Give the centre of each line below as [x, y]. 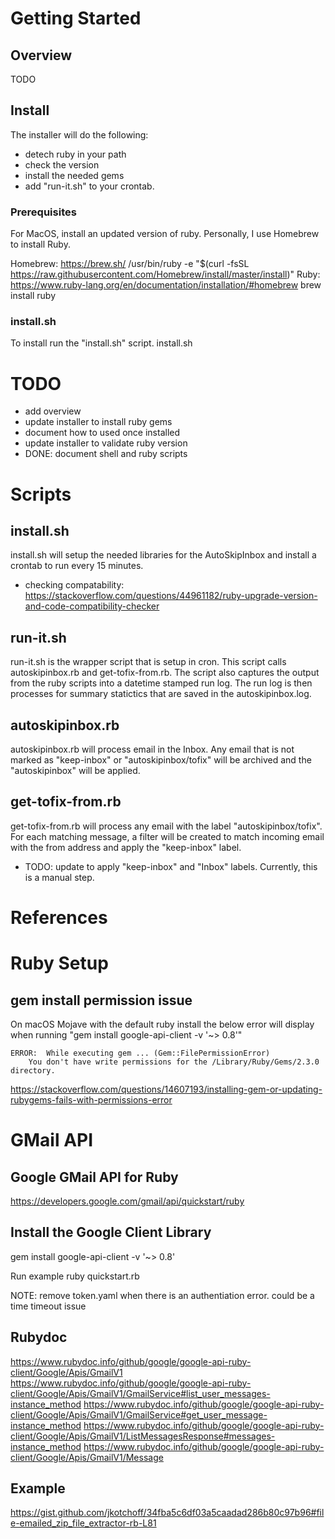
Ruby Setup [59, 963]
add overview [53, 411]
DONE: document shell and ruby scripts [106, 454]
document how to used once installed [102, 433]
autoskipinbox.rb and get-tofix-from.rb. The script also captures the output [165, 673]
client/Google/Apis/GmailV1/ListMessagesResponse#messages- [143, 1436]
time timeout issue [48, 1306]
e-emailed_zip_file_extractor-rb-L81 [83, 1523]
